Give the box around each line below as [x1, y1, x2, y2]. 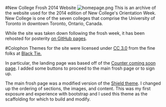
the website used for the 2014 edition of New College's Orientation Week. [5, 10, 156, 16]
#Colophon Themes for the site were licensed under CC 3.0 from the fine [5, 45, 156, 51]
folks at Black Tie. [5, 50, 42, 56]
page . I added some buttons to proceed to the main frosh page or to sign [5, 65, 155, 71]
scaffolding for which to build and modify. [5, 96, 91, 102]
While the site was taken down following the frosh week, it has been [5, 30, 145, 36]
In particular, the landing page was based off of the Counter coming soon [5, 60, 156, 66]
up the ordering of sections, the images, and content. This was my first [5, 86, 151, 92]
